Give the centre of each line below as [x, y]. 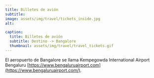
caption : [14, 32]
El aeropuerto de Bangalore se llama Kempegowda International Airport [77, 60]
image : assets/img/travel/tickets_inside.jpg [53, 19]
